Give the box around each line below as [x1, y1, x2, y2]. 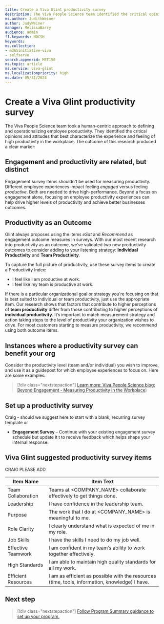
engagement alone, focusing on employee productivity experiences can [5, 194, 150, 200]
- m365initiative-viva [5, 48, 51, 53]
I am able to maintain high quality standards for [48, 558, 156, 565]
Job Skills [7, 536, 30, 543]
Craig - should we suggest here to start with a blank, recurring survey [5, 414, 145, 420]
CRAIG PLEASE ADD [5, 466, 46, 472]
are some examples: [5, 372, 46, 379]
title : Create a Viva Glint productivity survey [5, 7, 106, 12]
